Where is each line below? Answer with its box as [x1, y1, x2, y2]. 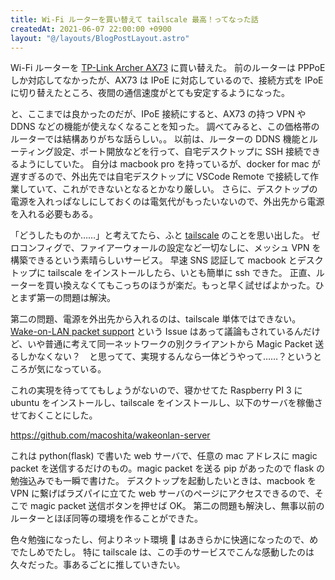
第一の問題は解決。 [36, 292, 116, 304]
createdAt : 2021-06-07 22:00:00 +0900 [10, 24, 172, 34]
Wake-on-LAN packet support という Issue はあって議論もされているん [10, 326, 303, 338]
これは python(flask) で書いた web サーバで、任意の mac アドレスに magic [10, 450, 318, 462]
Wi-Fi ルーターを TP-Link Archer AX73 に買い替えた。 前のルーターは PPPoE [10, 62, 326, 74]
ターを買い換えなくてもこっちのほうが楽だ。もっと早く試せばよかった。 [18, 279, 316, 291]
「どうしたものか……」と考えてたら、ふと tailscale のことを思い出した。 [10, 229, 310, 241]
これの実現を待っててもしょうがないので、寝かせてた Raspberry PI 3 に [10, 384, 303, 396]
